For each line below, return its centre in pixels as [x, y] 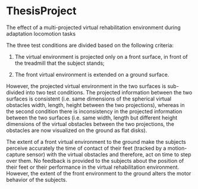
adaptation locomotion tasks [41, 33]
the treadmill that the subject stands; [60, 63]
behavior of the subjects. [37, 179]
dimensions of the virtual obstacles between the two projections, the [90, 124]
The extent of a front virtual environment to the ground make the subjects [96, 141]
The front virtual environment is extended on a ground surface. [92, 74]
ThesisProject [41, 11]
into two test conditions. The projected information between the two [109, 92]
